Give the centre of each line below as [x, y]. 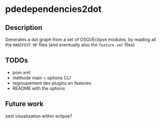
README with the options [39, 88]
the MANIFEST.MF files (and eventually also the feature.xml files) [70, 45]
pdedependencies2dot [53, 9]
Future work [24, 104]
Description [24, 28]
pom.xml [21, 72]
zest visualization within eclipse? [39, 116]
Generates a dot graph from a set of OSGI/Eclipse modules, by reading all [80, 39]
